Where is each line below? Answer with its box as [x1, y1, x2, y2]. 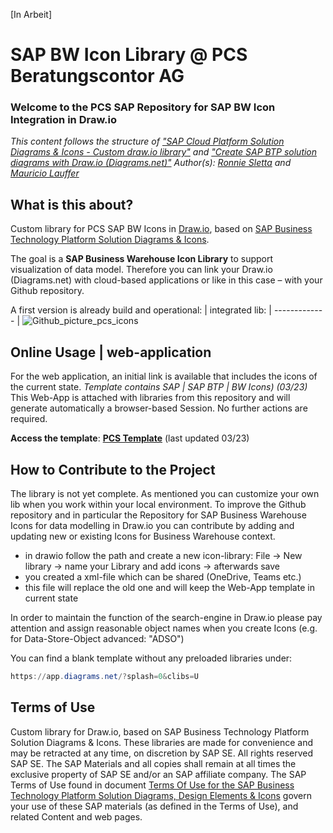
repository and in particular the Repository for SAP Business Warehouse [10, 509, 307, 521]
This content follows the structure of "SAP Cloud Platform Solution [10, 135, 285, 148]
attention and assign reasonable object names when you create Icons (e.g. [10, 622, 318, 634]
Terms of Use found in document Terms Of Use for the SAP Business [10, 779, 295, 791]
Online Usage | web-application [10, 344, 212, 361]
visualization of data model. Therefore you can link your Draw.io [10, 264, 273, 276]
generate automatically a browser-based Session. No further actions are [10, 402, 308, 414]
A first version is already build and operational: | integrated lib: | [10, 304, 272, 316]
